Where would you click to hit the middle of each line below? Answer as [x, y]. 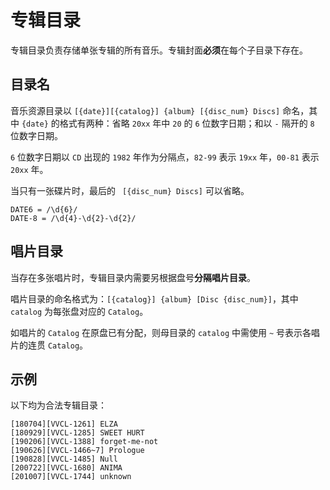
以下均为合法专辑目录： [58, 405]
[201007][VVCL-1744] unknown [71, 477]
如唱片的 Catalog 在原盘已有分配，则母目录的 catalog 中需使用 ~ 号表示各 [161, 332]
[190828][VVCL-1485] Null [64, 459]
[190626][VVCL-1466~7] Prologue [77, 451]
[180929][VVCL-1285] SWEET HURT [77, 433]
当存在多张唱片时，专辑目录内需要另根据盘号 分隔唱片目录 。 [133, 277]
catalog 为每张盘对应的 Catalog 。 [79, 311]
